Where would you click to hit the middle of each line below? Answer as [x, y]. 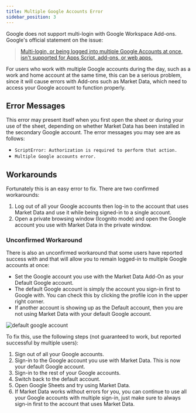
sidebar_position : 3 [31, 17]
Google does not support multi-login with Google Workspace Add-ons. [91, 33]
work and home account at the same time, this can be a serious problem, [94, 75]
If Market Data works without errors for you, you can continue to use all [101, 392]
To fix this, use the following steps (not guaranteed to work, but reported [94, 337]
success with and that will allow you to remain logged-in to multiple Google [97, 259]
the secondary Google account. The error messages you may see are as [93, 132]
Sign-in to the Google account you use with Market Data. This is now [97, 360]
